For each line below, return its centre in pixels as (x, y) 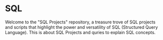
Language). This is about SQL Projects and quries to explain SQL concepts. (80, 32)
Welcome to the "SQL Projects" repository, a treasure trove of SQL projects (80, 22)
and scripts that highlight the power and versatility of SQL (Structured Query (81, 27)
